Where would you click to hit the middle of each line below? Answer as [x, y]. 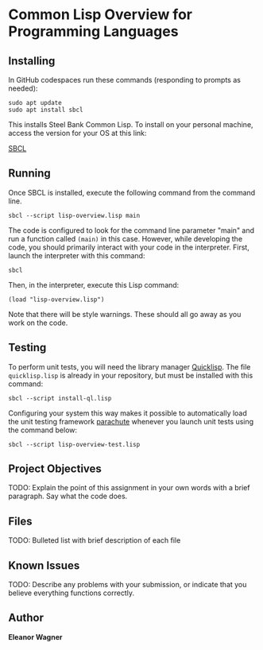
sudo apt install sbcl [46, 110]
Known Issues [44, 565]
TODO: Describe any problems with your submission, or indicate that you [128, 585]
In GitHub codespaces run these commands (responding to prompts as [124, 80]
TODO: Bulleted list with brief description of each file [95, 540]
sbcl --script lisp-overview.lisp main [74, 215]
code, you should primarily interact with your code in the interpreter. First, [129, 247]
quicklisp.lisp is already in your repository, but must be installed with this [131, 375]
